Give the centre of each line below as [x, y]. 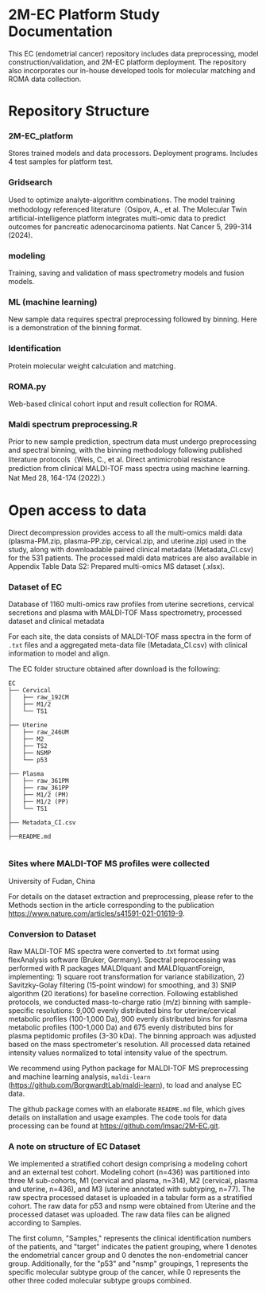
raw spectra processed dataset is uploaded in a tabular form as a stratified [130, 1198]
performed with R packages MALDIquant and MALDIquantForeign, [117, 968]
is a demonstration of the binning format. [75, 328]
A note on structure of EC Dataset [74, 1146]
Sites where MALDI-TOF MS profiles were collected [109, 863]
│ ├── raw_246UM [39, 732]
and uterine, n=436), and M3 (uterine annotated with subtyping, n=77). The [132, 1189]
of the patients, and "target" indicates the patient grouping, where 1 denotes [133, 1247]
